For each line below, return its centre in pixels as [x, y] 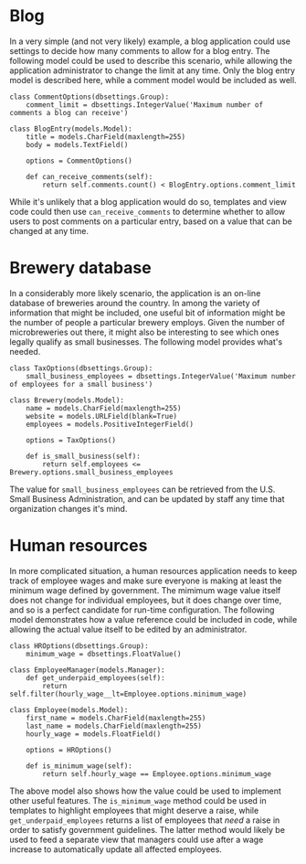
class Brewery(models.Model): [67, 400]
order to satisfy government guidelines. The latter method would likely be [148, 829]
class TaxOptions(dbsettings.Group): [81, 368]
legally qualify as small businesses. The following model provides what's [146, 341]
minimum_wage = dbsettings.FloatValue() [104, 654]
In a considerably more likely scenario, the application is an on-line [135, 293]
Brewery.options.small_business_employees [91, 472]
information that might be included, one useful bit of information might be [148, 313]
